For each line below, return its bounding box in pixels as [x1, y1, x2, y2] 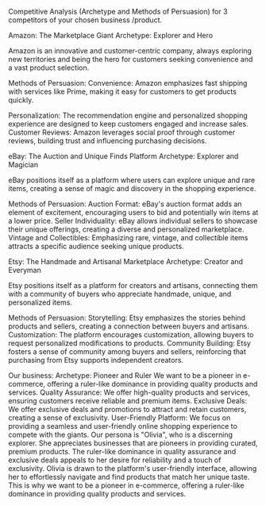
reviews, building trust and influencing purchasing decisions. [8, 136, 207, 146]
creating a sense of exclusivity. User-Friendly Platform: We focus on [8, 413, 231, 422]
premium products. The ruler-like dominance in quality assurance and [8, 447, 237, 456]
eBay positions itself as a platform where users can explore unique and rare [8, 175, 256, 185]
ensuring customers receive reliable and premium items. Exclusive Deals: [8, 396, 248, 405]
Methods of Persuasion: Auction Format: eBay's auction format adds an [8, 199, 242, 208]
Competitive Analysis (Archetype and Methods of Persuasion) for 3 [8, 7, 228, 16]
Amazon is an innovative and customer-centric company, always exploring [8, 46, 253, 55]
